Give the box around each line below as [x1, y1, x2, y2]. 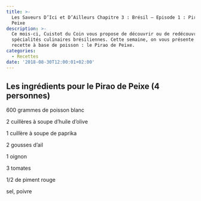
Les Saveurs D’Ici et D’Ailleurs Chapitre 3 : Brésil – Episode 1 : [11, 14, 186, 20]
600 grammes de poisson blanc [6, 106, 85, 114]
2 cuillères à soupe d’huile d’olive [6, 118, 89, 125]
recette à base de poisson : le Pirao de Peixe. [11, 43, 135, 49]
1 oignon [6, 153, 27, 160]
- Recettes [11, 53, 39, 59]
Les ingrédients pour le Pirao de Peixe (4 [6, 81, 160, 91]
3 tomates [6, 164, 31, 172]
